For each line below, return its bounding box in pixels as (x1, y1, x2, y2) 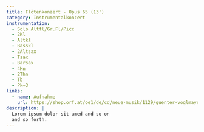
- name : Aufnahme (12, 94, 56, 100)
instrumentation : (6, 20, 50, 26)
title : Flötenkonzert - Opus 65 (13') (6, 9, 104, 15)
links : (6, 88, 23, 94)
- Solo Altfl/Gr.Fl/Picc (12, 26, 75, 32)
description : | (6, 105, 45, 111)
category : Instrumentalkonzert (6, 15, 86, 21)
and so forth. (12, 116, 47, 122)
